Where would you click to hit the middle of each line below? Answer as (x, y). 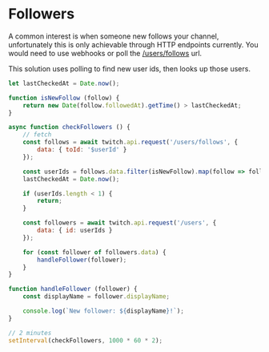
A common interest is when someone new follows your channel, (114, 36)
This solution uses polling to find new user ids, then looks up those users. (129, 68)
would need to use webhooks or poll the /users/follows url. (105, 53)
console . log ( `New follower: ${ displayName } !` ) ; (103, 311)
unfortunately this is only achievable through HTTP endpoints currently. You (133, 44)
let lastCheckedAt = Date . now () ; (64, 83)
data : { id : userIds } (75, 231)
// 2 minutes (30, 333)
